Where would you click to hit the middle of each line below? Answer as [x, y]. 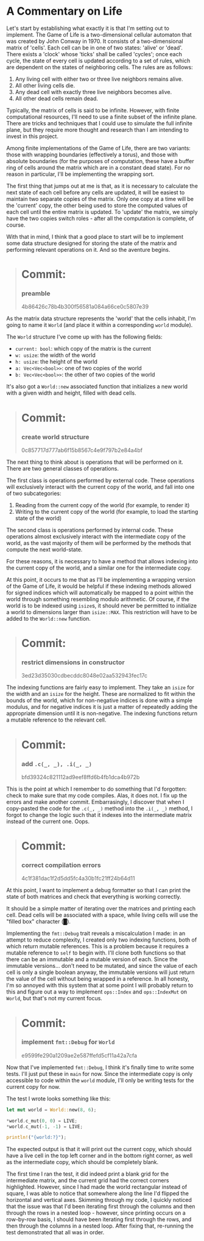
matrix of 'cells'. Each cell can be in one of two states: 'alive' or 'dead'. [94, 48]
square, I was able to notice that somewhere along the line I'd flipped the [97, 1193]
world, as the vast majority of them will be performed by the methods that [99, 543]
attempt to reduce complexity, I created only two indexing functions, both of [102, 940]
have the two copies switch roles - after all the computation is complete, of [100, 218]
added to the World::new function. [49, 618]
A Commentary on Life [65, 11]
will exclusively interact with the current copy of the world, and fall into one [100, 486]
